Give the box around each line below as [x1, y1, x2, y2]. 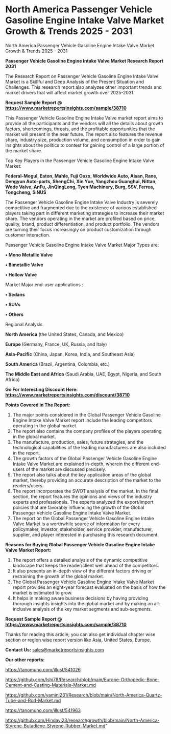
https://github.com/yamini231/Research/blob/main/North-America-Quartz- [5, 691, 162, 698]
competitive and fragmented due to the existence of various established [5, 204, 157, 211]
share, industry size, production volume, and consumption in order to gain [5, 136, 161, 143]
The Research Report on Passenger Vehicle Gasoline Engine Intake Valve [5, 73, 159, 79]
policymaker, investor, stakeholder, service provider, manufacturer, [12, 526, 153, 532]
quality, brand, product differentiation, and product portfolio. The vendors [5, 221, 160, 227]
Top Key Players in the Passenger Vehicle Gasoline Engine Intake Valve [5, 157, 155, 164]
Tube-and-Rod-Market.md [5, 697, 61, 703]
